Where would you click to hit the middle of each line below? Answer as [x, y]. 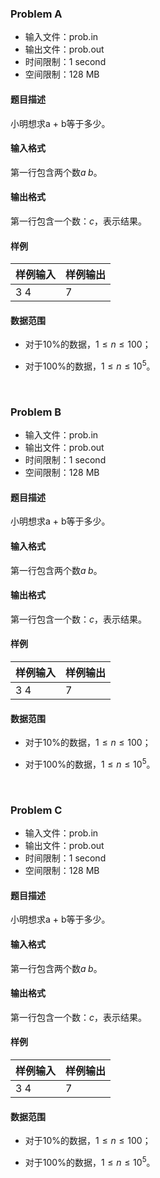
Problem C [36, 810]
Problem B [36, 412]
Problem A [36, 14]
